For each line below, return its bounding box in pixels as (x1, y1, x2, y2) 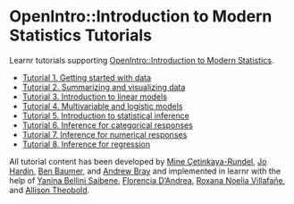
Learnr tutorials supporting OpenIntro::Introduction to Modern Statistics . (9, 55, 274, 65)
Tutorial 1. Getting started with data (21, 72, 152, 82)
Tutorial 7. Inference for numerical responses (21, 129, 188, 140)
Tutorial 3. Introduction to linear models (21, 91, 168, 102)
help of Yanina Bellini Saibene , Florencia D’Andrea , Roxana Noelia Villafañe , (9, 174, 286, 185)
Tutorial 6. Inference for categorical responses (21, 119, 194, 131)
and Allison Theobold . (9, 184, 90, 195)
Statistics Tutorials (9, 25, 152, 46)
